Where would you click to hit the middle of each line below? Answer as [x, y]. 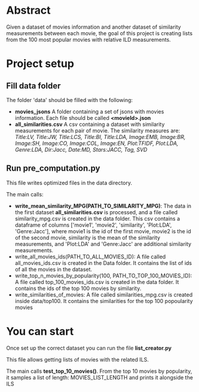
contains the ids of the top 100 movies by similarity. [78, 288]
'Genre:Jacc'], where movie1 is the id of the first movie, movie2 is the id [103, 231]
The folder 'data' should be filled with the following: [70, 100]
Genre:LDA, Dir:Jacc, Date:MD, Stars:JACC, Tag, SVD [81, 149]
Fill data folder [33, 86]
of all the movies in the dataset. [53, 269]
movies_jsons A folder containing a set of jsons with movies [89, 112]
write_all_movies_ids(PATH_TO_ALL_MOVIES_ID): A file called [90, 257]
